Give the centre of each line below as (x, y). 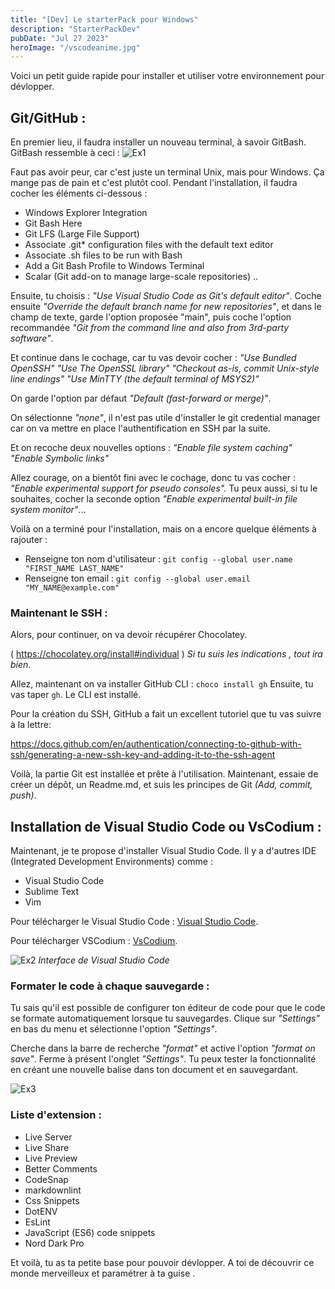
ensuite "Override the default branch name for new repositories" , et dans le (166, 307)
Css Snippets (52, 1200)
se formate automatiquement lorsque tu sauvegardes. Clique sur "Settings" (165, 1018)
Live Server (48, 1137)
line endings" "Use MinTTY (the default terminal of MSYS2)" (135, 379)
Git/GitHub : (48, 117)
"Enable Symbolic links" (60, 458)
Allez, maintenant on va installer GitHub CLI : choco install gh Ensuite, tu (162, 684)
